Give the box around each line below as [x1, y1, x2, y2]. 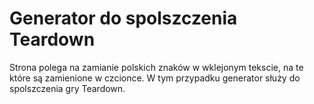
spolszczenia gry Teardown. [9, 82, 126, 94]
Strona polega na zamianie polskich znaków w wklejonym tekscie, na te [9, 61, 304, 73]
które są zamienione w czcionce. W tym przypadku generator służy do [9, 72, 301, 84]
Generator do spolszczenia [9, 7, 238, 30]
